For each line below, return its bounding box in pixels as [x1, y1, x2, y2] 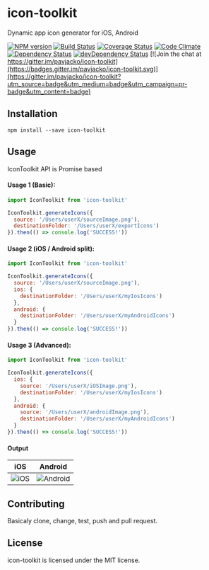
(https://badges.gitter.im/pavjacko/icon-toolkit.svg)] [7, 64, 159, 73]
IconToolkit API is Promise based [7, 164, 102, 173]
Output [7, 444, 29, 452]
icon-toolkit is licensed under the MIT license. [7, 556, 141, 564]
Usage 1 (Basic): [7, 181, 56, 189]
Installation [7, 108, 58, 120]
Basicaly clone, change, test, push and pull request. [7, 516, 157, 525]
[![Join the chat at [150, 50, 202, 58]
